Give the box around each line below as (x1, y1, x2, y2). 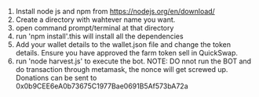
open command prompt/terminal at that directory (15, 23, 174, 32)
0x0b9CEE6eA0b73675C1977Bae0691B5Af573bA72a (15, 81, 188, 91)
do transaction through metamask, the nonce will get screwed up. (15, 65, 228, 74)
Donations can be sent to (15, 74, 97, 82)
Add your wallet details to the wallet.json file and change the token (15, 40, 232, 49)
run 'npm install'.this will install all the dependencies (15, 31, 184, 41)
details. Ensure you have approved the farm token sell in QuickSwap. (15, 48, 238, 57)
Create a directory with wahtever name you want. (15, 15, 176, 24)
